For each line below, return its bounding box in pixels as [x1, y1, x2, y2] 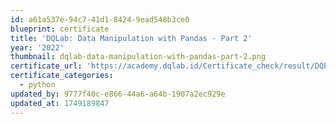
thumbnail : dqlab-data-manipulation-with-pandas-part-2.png [10, 52, 267, 62]
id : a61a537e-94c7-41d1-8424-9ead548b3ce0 [10, 14, 190, 25]
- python [19, 80, 56, 90]
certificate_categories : [10, 71, 114, 81]
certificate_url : [10, 61, 83, 71]
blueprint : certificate [10, 24, 110, 34]
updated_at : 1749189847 [10, 98, 110, 108]
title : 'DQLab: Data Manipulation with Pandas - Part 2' [10, 33, 253, 43]
